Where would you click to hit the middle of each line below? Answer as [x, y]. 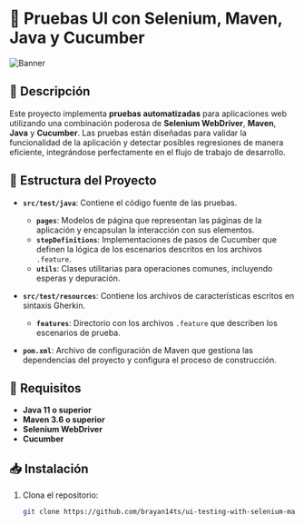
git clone [41, 512]
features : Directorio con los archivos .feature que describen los [157, 322]
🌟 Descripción [50, 91]
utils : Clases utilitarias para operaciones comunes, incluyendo [154, 268]
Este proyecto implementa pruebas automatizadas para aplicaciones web [148, 114]
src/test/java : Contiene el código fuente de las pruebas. [130, 203]
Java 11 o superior [57, 410]
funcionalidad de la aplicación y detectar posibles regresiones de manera [147, 142]
